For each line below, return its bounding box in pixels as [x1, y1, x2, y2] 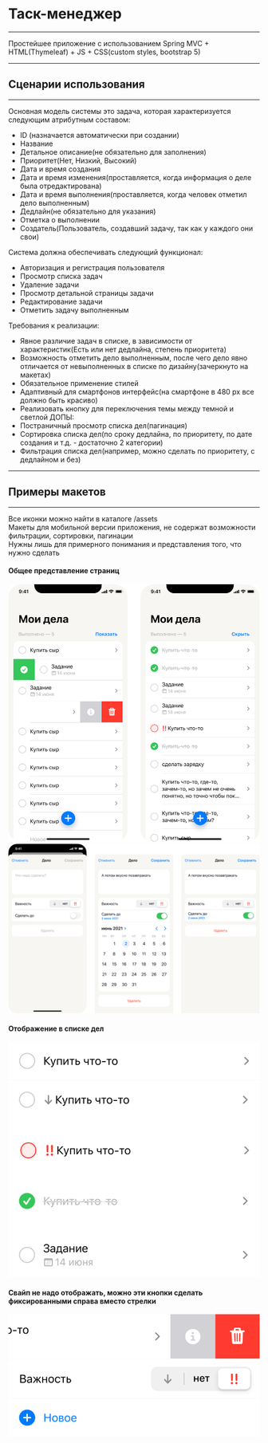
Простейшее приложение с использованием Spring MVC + [8, 38, 210, 48]
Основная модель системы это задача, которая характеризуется [8, 106, 231, 116]
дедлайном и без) [19, 454, 81, 464]
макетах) [19, 370, 52, 379]
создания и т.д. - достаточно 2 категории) [19, 438, 164, 447]
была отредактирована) [19, 181, 102, 191]
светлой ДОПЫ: [19, 412, 74, 422]
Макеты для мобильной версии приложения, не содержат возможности [8, 522, 256, 532]
